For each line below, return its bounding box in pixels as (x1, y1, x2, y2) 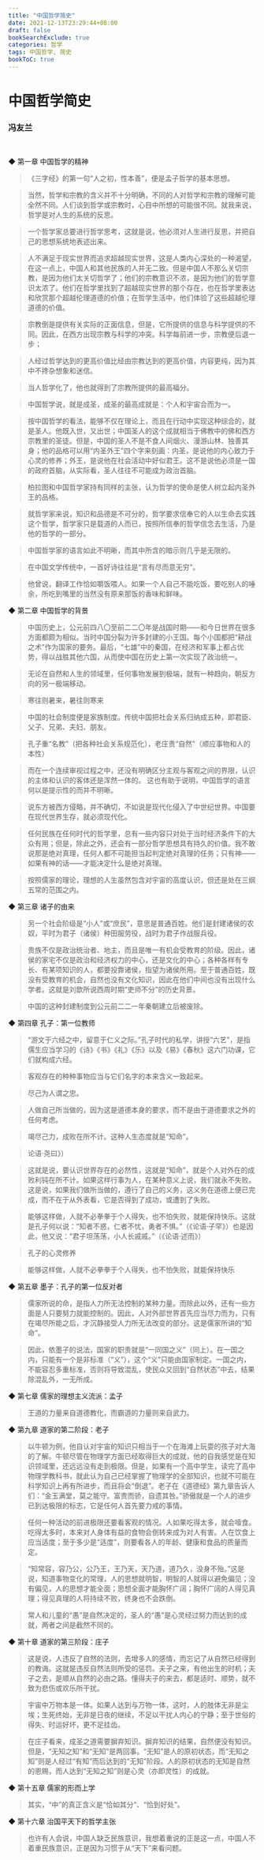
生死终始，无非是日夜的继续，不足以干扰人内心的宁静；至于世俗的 (41, 1710, 256, 1719)
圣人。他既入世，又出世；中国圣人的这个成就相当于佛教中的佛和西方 (34, 426, 256, 436)
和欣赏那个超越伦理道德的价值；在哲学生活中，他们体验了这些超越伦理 (27, 293, 256, 302)
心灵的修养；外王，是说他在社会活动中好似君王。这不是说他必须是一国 (27, 456, 256, 466)
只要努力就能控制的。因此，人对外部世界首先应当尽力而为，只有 (48, 1308, 256, 1318)
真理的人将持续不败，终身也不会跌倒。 (54, 1594, 180, 1603)
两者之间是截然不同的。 (41, 1620, 118, 1630)
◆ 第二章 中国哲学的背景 (8, 606, 89, 616)
